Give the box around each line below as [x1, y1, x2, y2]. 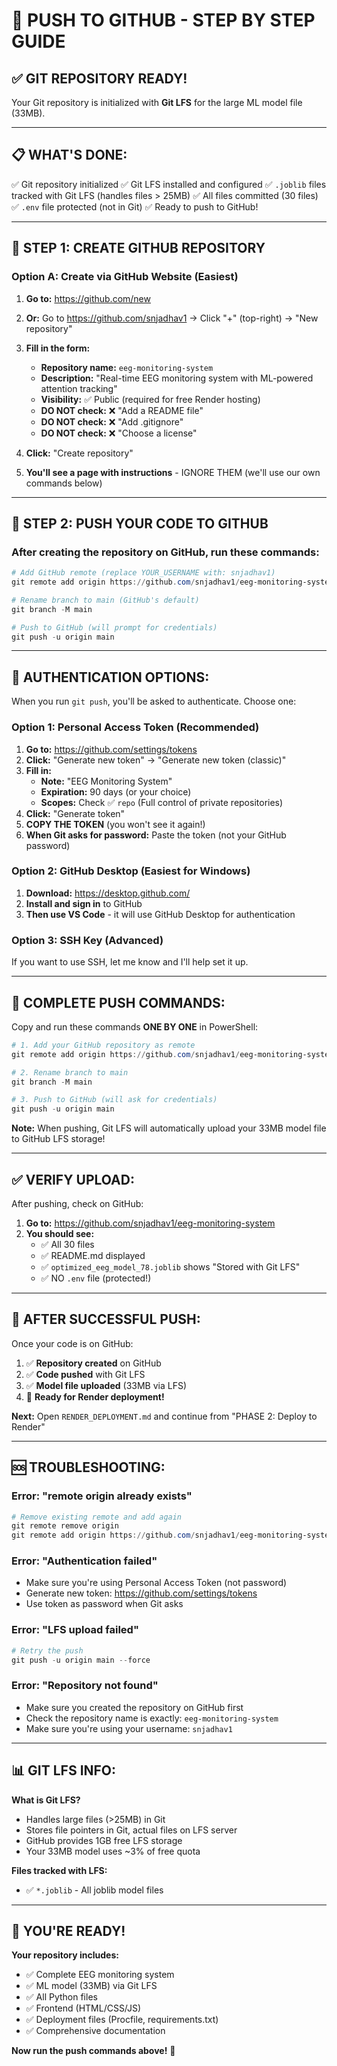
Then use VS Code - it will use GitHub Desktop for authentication [25, 908, 296, 920]
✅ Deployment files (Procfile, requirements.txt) [25, 2014, 219, 2026]
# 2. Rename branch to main [11, 1067, 129, 1078]
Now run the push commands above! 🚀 [11, 2045, 176, 2057]
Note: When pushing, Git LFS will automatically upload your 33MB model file [11, 1122, 327, 1134]
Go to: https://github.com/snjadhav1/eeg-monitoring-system [25, 1217, 276, 1229]
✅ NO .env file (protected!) [40, 1272, 152, 1284]
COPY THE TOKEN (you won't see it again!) [25, 818, 206, 830]
